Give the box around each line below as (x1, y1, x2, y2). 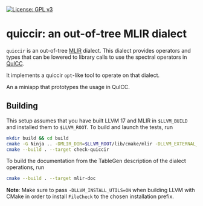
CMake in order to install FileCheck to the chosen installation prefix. (6, 193, 174, 200)
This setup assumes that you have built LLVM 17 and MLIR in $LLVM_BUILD (6, 117, 188, 124)
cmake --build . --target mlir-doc (6, 176, 96, 182)
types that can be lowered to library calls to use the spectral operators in (6, 53, 187, 61)
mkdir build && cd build (6, 135, 69, 141)
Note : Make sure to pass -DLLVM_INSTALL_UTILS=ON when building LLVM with (6, 187, 195, 194)
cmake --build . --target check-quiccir (6, 146, 110, 153)
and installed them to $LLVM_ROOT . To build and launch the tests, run (6, 123, 173, 130)
